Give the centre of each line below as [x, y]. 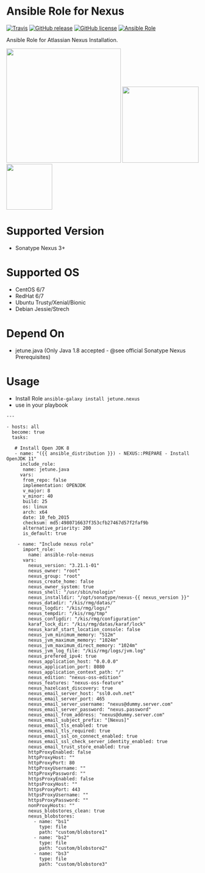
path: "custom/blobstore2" [73, 848]
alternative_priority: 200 [57, 528]
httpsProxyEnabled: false [61, 779]
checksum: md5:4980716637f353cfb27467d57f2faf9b [85, 522]
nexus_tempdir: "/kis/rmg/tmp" [68, 613]
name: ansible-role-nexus [61, 555]
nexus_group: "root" [54, 576]
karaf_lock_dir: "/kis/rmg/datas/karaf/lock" [87, 624]
